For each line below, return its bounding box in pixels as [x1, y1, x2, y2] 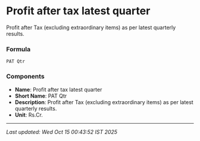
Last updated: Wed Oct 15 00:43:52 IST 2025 [6, 128, 118, 135]
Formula [6, 45, 31, 53]
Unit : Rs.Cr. [14, 111, 43, 118]
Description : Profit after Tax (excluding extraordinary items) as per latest [14, 98, 193, 105]
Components [6, 73, 45, 81]
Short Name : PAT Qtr [14, 92, 67, 99]
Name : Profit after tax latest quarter [14, 86, 102, 93]
